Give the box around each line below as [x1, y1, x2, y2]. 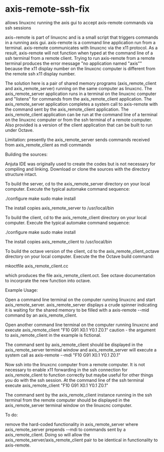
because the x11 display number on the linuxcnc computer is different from [5, 65, 156, 72]
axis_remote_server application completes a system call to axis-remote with [5, 101, 158, 107]
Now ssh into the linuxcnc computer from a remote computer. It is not [5, 361, 145, 367]
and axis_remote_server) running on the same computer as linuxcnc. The [5, 85, 153, 91]
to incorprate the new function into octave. [5, 277, 92, 283]
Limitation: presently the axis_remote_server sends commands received [5, 136, 150, 143]
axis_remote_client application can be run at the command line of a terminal [5, 111, 158, 117]
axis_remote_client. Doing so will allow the [5, 431, 90, 437]
